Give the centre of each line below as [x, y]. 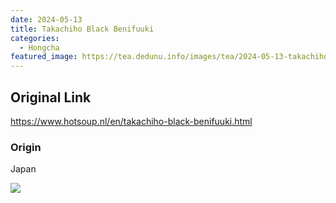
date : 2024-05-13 [46, 19]
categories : [35, 38]
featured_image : [44, 57]
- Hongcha [39, 47]
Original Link [51, 97]
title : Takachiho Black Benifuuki [82, 29]
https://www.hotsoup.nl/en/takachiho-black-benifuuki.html [131, 121]
